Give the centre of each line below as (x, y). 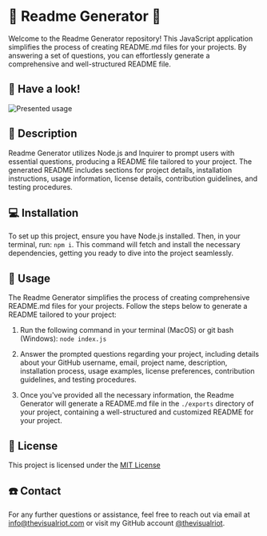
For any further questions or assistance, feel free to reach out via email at (129, 514)
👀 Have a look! (44, 89)
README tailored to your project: (63, 314)
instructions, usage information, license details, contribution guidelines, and (133, 178)
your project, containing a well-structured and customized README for (137, 412)
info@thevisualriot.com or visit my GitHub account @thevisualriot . (117, 522)
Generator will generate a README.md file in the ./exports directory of (137, 404)
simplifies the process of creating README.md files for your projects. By (128, 46)
